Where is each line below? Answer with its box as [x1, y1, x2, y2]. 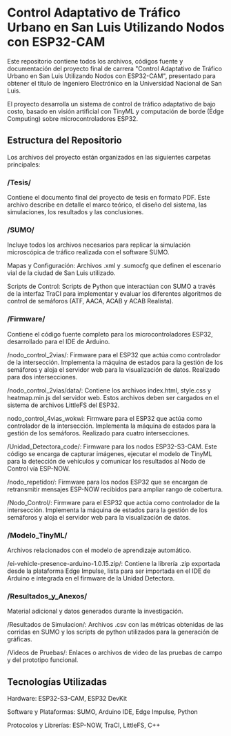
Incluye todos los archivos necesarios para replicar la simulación [7, 240, 191, 249]
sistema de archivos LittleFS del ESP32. [7, 401, 120, 409]
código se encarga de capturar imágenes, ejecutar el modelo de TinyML [7, 449, 212, 457]
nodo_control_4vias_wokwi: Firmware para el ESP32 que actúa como [7, 414, 203, 422]
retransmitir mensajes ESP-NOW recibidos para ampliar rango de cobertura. [7, 485, 223, 493]
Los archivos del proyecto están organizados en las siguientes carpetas [7, 153, 212, 161]
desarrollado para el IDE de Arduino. [7, 337, 110, 346]
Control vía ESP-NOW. [7, 464, 70, 473]
